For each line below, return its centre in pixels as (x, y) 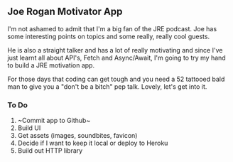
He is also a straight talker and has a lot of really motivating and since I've (115, 50)
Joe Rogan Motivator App (65, 12)
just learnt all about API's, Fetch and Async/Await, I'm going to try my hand (116, 58)
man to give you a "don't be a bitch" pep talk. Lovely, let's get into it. (107, 86)
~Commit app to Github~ (54, 121)
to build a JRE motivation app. (51, 65)
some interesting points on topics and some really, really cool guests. (109, 36)
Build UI (29, 128)
